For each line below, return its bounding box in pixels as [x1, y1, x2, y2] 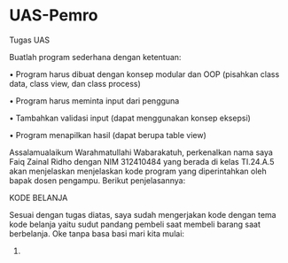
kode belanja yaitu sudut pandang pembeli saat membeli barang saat [9, 219, 261, 229]
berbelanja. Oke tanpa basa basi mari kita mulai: [9, 228, 184, 239]
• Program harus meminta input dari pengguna [9, 95, 180, 106]
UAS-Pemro [9, 5, 98, 26]
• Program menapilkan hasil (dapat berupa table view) [9, 129, 206, 140]
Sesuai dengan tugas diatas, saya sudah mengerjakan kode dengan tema [9, 209, 276, 220]
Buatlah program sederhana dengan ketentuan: [9, 51, 182, 62]
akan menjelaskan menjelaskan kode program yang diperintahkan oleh [9, 166, 268, 176]
